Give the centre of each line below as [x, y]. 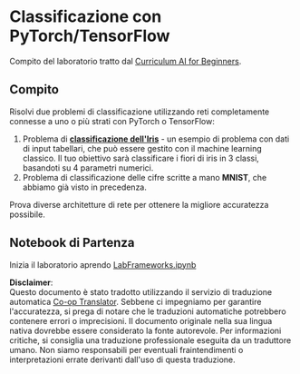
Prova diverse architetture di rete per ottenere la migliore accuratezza [139, 204]
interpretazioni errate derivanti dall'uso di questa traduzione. [122, 359]
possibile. [27, 214]
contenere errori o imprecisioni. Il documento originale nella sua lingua [141, 320]
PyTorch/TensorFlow [90, 36]
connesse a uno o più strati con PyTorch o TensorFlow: [112, 121]
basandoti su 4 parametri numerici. [88, 167]
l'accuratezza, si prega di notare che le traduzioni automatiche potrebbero [148, 311]
